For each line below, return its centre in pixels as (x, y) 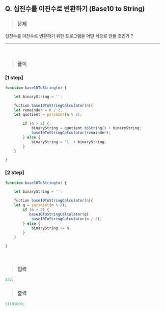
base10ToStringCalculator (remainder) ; (71, 133)
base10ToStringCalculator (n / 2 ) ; (67, 219)
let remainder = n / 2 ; (38, 110)
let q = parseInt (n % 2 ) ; (41, 205)
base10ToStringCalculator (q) (59, 214)
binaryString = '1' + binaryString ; (69, 142)
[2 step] (15, 173)
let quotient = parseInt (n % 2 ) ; (48, 115)
